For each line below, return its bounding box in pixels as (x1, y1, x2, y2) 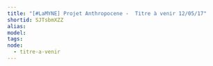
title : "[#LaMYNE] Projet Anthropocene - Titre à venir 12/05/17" (7, 10, 207, 17)
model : (7, 29, 26, 36)
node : (7, 42, 23, 49)
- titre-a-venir (13, 49, 61, 56)
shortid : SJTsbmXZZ (7, 16, 64, 23)
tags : (7, 36, 23, 43)
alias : (7, 23, 26, 30)
